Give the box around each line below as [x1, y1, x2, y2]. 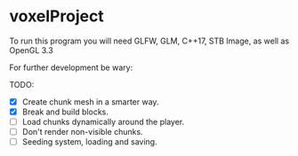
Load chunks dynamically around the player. [21, 117, 185, 128]
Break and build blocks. [21, 106, 109, 117]
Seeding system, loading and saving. [21, 136, 157, 147]
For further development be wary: [9, 62, 133, 73]
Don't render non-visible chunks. [21, 127, 144, 137]
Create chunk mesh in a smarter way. [21, 96, 159, 107]
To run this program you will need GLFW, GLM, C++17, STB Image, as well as [9, 35, 290, 46]
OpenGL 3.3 [9, 44, 53, 55]
